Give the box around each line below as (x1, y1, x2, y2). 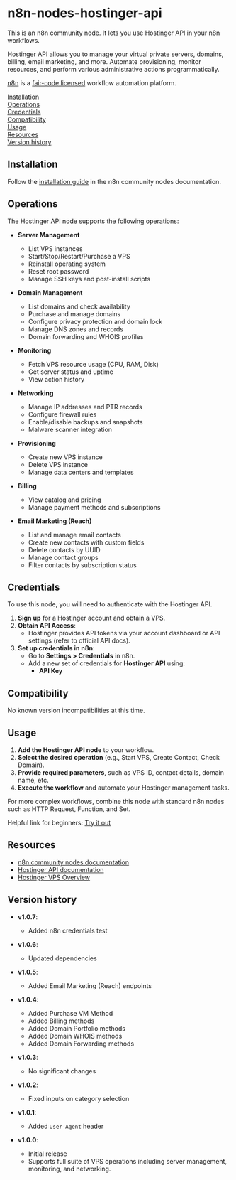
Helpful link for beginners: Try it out (7, 819, 111, 827)
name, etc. (17, 776, 49, 784)
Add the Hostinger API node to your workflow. (17, 746, 154, 754)
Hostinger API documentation (17, 865, 104, 874)
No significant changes (28, 1066, 96, 1075)
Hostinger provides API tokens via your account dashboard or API (28, 629, 220, 638)
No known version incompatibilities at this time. (7, 706, 145, 715)
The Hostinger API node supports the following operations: (7, 217, 179, 225)
